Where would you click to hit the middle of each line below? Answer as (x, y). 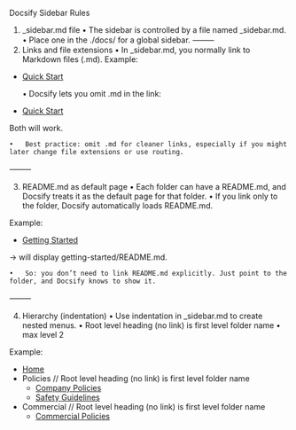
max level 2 (43, 335)
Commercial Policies (73, 416)
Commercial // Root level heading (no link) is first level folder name (144, 407)
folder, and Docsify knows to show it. (83, 281)
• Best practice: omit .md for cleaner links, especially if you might (148, 145)
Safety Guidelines (67, 397)
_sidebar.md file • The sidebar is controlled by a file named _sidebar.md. (154, 30)
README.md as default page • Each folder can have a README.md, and (154, 187)
